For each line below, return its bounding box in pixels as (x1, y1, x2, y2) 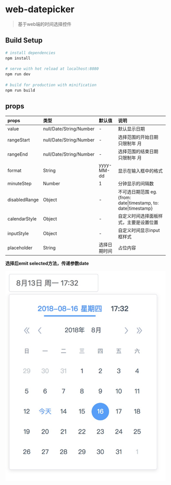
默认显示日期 (118, 126, 145, 132)
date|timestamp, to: (118, 199, 159, 206)
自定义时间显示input (118, 227, 160, 234)
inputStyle (7, 230, 29, 236)
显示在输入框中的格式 (118, 167, 163, 174)
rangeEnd (7, 151, 28, 157)
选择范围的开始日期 (118, 134, 159, 140)
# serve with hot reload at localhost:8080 (5, 66, 99, 72)
